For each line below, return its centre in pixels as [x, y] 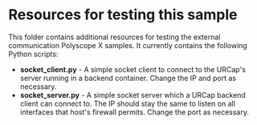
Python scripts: [33, 54]
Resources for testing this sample [123, 15]
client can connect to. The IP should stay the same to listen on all [127, 103]
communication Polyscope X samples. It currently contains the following [128, 45]
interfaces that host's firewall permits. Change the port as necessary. [134, 112]
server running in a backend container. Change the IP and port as [128, 78]
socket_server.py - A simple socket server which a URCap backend [133, 95]
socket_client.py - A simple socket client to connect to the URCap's [133, 69]
